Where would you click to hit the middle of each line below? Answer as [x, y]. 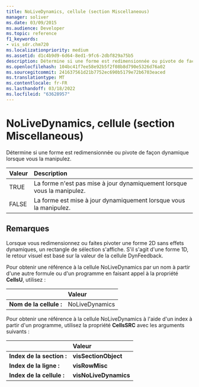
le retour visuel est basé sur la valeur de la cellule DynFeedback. [85, 256]
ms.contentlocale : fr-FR [37, 83]
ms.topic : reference [32, 34]
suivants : [18, 331]
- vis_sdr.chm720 [28, 45]
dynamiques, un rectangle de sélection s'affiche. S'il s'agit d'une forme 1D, [97, 249]
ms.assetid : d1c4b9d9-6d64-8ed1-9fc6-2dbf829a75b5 [70, 56]
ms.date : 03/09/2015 [32, 22]
